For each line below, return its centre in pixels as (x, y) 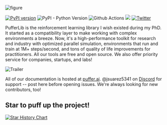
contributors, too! (23, 89)
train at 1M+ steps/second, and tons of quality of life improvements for (78, 49)
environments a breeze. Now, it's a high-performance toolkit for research (81, 38)
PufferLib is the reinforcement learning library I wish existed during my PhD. (83, 28)
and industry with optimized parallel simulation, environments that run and (82, 43)
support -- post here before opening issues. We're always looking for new (82, 84)
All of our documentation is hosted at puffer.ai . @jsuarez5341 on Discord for (83, 79)
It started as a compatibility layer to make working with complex (71, 33)
